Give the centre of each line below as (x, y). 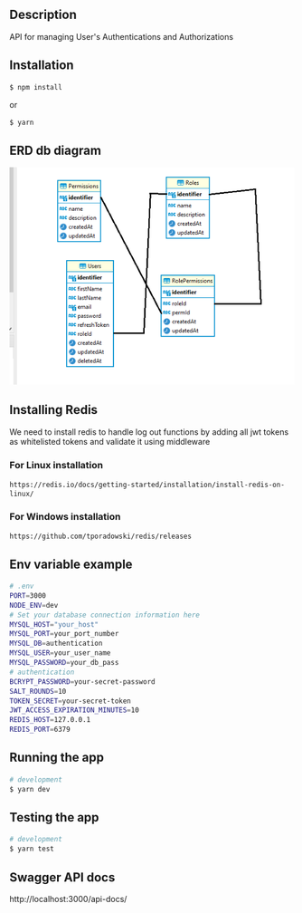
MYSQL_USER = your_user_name (60, 653)
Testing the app (54, 817)
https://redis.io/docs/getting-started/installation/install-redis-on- (147, 485)
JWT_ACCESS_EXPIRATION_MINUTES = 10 (75, 710)
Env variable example (71, 564)
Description (43, 15)
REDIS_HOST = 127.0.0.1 (50, 720)
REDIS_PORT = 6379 (40, 730)
